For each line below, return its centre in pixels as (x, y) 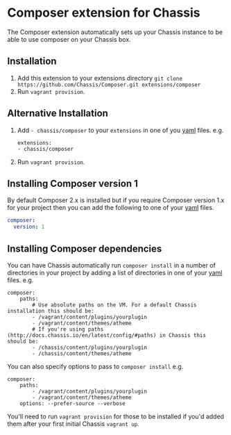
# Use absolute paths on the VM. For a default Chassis (114, 305)
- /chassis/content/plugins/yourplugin (90, 347)
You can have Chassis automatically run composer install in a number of (112, 265)
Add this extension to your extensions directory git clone (100, 78)
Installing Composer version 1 (73, 183)
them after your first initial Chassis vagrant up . (74, 424)
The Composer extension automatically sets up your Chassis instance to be (115, 32)
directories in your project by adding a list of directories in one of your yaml (115, 272)
